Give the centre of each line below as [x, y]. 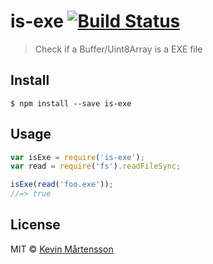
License [35, 225]
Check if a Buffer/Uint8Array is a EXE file [118, 49]
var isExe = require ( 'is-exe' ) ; [77, 157]
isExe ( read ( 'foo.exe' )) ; [62, 185]
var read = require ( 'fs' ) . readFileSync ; [96, 166]
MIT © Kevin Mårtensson [62, 249]
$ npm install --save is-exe [71, 103]
